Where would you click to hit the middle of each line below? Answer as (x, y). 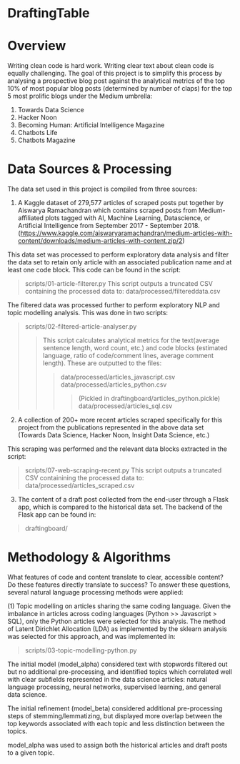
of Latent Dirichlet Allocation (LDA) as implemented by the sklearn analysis (117, 629)
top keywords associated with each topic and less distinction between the (116, 724)
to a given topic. (31, 753)
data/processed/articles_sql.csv (125, 406)
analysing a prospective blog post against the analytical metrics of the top (116, 81)
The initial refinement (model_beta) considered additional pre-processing (115, 708)
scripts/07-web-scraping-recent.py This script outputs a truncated (123, 470)
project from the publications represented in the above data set (111, 427)
